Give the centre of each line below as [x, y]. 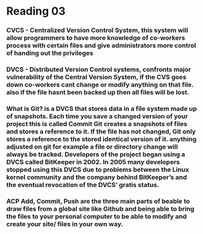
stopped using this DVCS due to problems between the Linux [98, 169]
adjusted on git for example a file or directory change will [92, 146]
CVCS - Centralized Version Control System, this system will [97, 30]
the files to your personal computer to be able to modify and [97, 216]
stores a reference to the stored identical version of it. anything [101, 139]
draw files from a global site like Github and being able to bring [100, 208]
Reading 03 [36, 11]
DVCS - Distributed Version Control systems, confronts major [99, 69]
